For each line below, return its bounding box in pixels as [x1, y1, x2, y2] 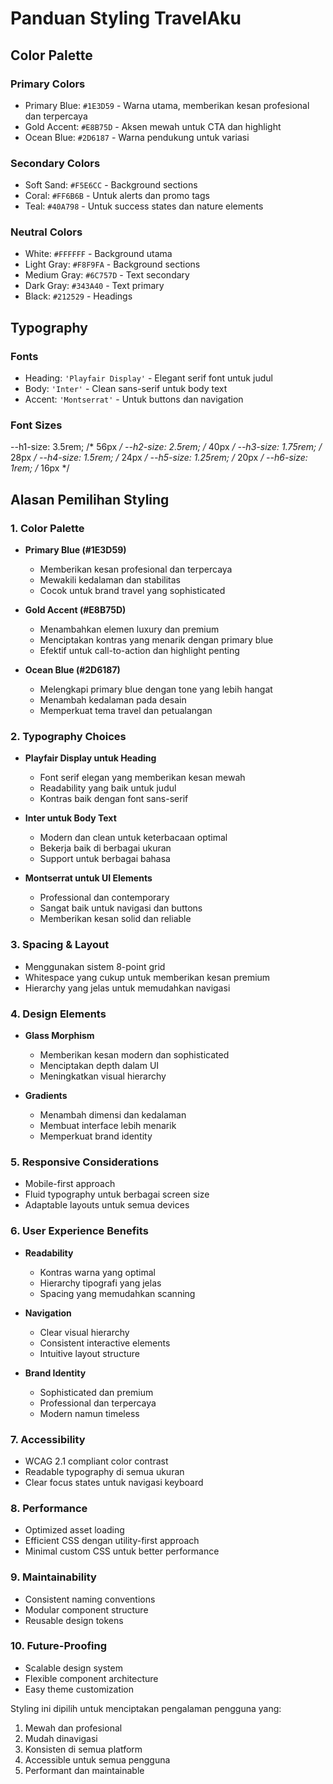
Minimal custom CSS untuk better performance [24, 1545, 220, 1557]
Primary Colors [10, 77, 86, 91]
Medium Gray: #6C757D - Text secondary [24, 269, 190, 281]
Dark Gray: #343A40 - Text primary [24, 280, 165, 292]
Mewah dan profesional [24, 1722, 123, 1734]
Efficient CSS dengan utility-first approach [24, 1535, 200, 1547]
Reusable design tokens [24, 1614, 124, 1626]
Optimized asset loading [24, 1524, 125, 1536]
